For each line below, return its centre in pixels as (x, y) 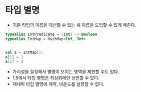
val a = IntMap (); (24, 52)
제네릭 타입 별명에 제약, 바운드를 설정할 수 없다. (58, 84)
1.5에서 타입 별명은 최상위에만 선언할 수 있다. (56, 78)
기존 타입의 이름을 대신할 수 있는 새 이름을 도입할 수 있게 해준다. (74, 25)
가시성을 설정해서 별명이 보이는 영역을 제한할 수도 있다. (66, 72)
